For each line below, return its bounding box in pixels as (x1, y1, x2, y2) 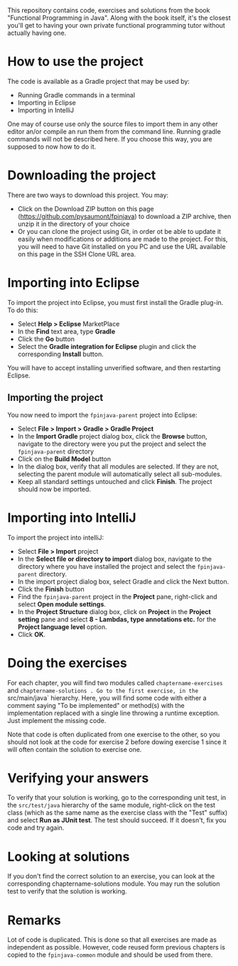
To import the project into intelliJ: (7, 533, 104, 542)
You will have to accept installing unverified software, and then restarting (7, 363, 221, 372)
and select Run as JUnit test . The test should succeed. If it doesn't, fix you (7, 816, 227, 825)
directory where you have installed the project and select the (17, 562, 196, 571)
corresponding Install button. (17, 350, 104, 358)
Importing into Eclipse (7, 275, 140, 291)
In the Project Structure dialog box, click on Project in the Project (17, 607, 211, 616)
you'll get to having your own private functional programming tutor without (7, 21, 225, 29)
